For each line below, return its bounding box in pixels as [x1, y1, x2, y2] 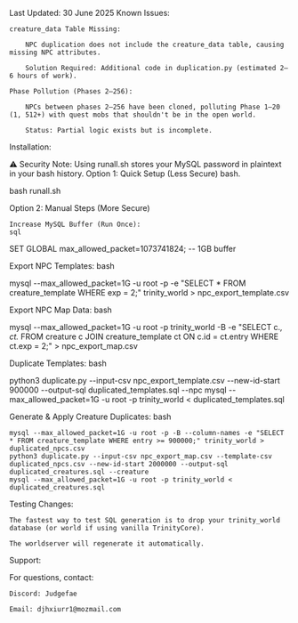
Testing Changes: [9, 498, 74, 509]
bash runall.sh [9, 186, 61, 196]
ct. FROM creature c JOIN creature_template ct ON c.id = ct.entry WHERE [9, 331, 278, 342]
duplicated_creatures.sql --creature [9, 467, 149, 476]
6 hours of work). [9, 71, 77, 80]
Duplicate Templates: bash [9, 358, 107, 368]
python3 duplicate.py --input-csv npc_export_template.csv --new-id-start [9, 376, 280, 385]
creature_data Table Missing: [9, 25, 122, 34]
